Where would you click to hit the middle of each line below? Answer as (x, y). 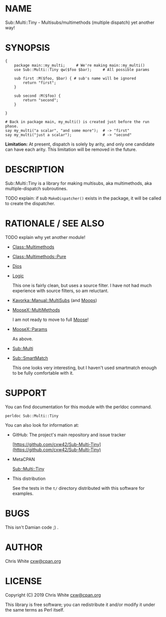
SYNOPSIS (28, 48)
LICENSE (24, 581)
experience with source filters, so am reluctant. (60, 291)
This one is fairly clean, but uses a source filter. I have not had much (82, 285)
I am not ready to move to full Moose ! (51, 319)
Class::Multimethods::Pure (39, 256)
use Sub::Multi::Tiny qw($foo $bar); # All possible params (82, 70)
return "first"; (40, 82)
